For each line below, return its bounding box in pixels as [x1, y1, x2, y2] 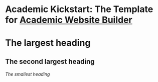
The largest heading [5, 37, 91, 49]
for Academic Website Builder [5, 14, 133, 26]
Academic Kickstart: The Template [5, 4, 153, 15]
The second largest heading [5, 57, 95, 66]
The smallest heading [5, 71, 50, 77]
